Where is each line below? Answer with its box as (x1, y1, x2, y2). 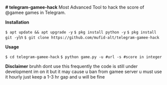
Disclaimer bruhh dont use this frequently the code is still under (5, 63, 138, 69)
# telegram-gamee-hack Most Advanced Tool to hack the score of (5, 4, 144, 10)
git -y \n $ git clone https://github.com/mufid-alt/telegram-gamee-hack (5, 34, 159, 40)
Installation (5, 19, 29, 25)
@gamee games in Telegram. (5, 9, 66, 15)
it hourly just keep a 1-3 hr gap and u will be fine (5, 74, 105, 79)
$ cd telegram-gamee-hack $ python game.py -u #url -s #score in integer (5, 54, 162, 59)
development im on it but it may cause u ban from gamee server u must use (5, 68, 162, 74)
